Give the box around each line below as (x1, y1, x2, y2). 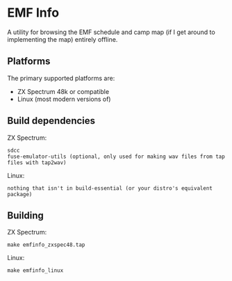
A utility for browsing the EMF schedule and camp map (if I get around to (7, 28, 215, 36)
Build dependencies (7, 115, 96, 127)
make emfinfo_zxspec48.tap (7, 241, 85, 248)
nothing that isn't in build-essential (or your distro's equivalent (7, 184, 213, 192)
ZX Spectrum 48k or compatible (17, 87, 110, 95)
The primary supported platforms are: (7, 74, 115, 82)
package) (7, 191, 33, 198)
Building (7, 209, 44, 221)
